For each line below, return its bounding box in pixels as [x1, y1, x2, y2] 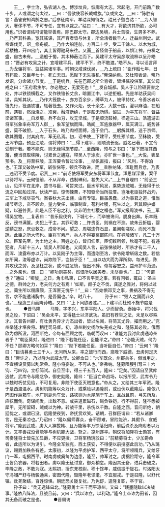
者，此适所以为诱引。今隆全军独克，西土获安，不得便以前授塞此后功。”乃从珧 [5, 441, 160, 447]
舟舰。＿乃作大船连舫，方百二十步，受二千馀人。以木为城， [39, 41, 160, 47]
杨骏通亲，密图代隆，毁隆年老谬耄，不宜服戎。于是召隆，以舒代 [30, 472, 160, 477]
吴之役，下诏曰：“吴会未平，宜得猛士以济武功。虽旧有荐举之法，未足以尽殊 [5, 312, 158, 317]
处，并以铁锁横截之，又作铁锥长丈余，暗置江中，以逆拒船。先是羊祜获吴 [5, 91, 151, 96]
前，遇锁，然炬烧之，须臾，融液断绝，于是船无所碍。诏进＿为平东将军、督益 [5, 109, 160, 115]
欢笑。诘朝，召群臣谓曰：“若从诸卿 [82, 411, 154, 416]
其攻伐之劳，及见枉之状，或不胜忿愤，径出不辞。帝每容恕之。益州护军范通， [5, 263, 160, 268]
